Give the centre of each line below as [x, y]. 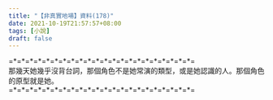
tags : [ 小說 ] [29, 31]
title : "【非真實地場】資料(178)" [61, 16]
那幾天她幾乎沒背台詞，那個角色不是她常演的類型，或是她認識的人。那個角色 [136, 71]
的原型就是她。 [33, 81]
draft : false [30, 38]
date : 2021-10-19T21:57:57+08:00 [65, 23]
